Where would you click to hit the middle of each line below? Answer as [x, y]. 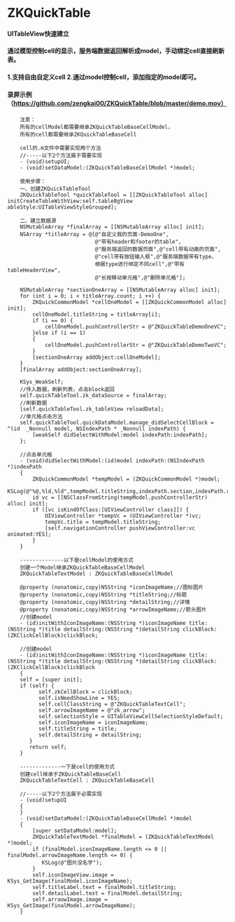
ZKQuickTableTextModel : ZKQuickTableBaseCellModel [97, 574]
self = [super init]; [51, 680]
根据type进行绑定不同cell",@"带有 [140, 264]
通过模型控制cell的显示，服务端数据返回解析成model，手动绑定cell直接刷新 [116, 51]
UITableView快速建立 [38, 34]
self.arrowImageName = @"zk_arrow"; [92, 710]
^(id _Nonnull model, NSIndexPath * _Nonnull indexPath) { [97, 429]
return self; [48, 748]
